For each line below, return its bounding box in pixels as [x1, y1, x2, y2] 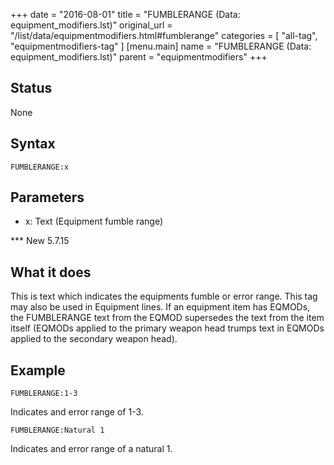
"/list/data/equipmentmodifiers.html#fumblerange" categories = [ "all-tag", [10, 30, 318, 41]
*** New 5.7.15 [10, 235, 70, 247]
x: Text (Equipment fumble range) [24, 215, 164, 228]
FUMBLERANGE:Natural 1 [10, 425, 105, 436]
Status [10, 80, 53, 97]
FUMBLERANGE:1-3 [10, 389, 78, 399]
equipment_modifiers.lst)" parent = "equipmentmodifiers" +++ [10, 51, 268, 63]
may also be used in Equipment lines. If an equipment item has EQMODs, [10, 301, 311, 313]
